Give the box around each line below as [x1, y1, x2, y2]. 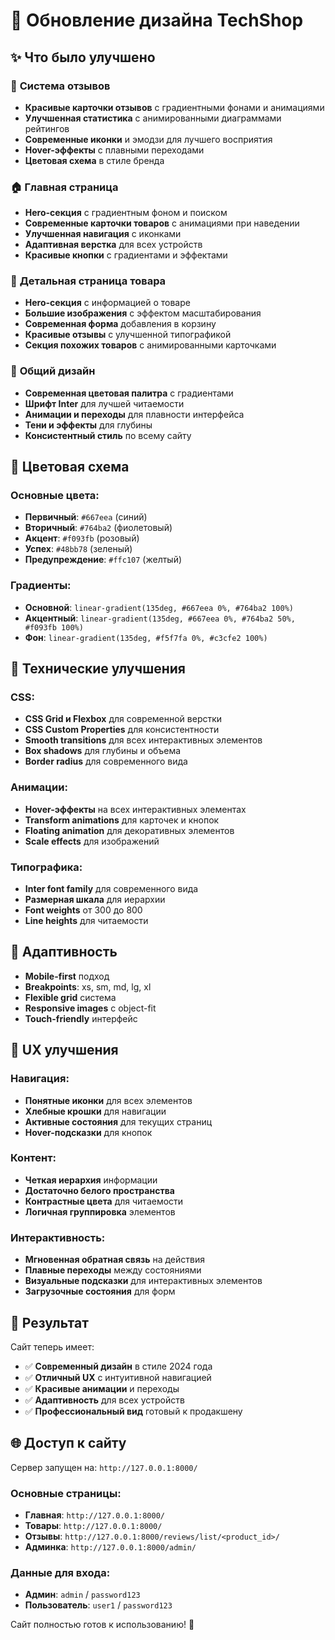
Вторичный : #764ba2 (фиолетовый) [24, 522, 173, 534]
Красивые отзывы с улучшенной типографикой [24, 329, 232, 341]
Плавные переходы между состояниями [24, 1264, 202, 1276]
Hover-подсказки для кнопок [24, 1126, 153, 1138]
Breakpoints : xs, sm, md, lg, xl [24, 980, 152, 993]
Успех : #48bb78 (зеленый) [24, 543, 133, 555]
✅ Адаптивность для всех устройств [24, 1394, 185, 1406]
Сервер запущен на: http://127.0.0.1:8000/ [10, 1461, 198, 1473]
